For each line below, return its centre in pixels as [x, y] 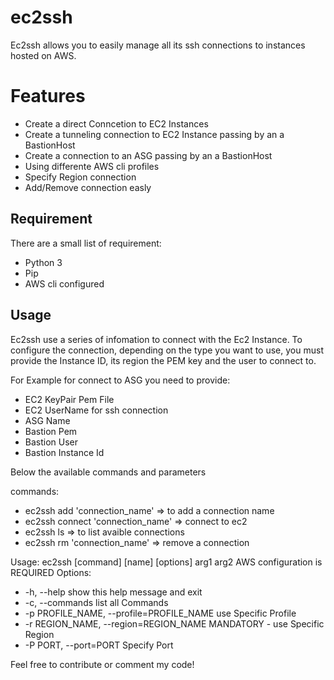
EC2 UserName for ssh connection [96, 410]
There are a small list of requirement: [86, 243]
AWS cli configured [64, 283]
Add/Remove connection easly [88, 187]
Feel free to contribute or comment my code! [102, 664]
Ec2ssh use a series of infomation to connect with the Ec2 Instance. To [156, 339]
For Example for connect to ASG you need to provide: [120, 380]
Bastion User [51, 442]
